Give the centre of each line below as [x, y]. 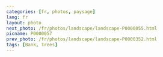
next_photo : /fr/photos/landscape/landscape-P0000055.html [82, 28]
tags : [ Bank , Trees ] [32, 45]
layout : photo [24, 23]
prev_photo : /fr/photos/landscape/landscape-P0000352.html [82, 39]
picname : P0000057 [29, 34]
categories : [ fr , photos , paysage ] [51, 12]
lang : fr [17, 17]
